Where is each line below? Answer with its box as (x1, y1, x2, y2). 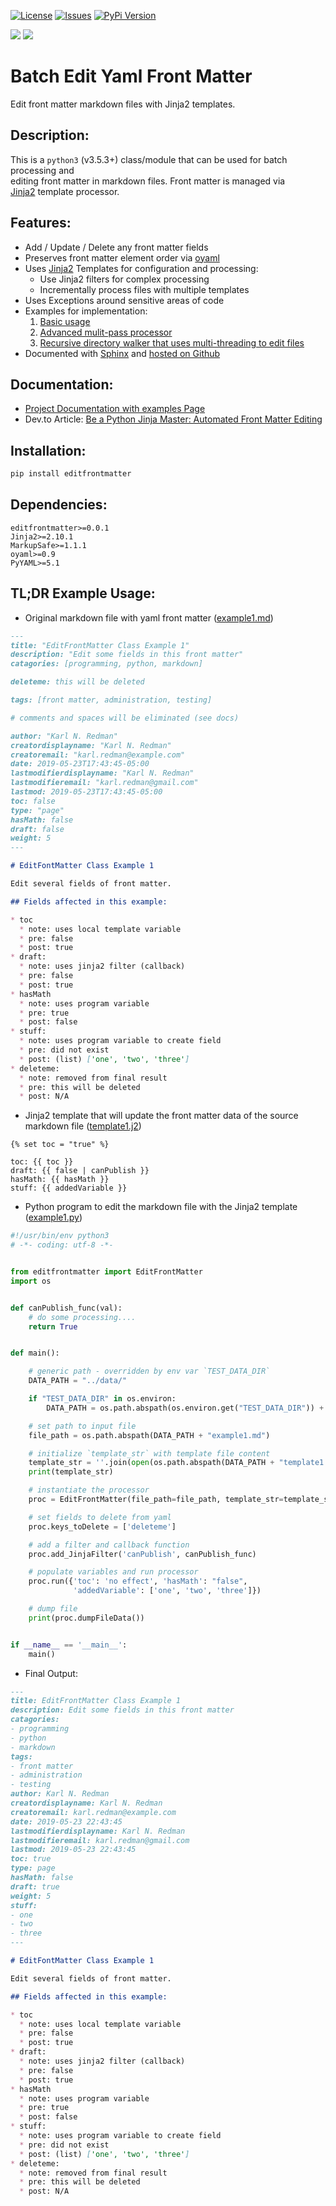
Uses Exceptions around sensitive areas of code (24, 294, 225, 306)
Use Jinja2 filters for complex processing (39, 273, 210, 285)
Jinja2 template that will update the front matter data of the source (24, 1110, 299, 1122)
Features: (10, 215, 72, 232)
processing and (10, 164, 75, 176)
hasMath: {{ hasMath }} (10, 1175, 110, 1185)
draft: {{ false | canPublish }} (10, 1166, 150, 1176)
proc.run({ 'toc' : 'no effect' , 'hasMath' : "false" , (28, 1576, 248, 1587)
